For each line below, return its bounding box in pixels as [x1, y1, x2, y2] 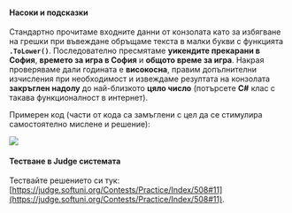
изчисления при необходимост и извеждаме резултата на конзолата [9, 73, 271, 84]
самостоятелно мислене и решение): [9, 119, 150, 130]
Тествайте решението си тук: [9, 175, 120, 186]
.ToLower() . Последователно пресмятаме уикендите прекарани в [9, 45, 261, 57]
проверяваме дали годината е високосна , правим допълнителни [9, 65, 257, 75]
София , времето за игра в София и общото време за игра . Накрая [9, 55, 265, 65]
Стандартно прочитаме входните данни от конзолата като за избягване [9, 27, 281, 37]
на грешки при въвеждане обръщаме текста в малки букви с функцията [9, 36, 284, 47]
